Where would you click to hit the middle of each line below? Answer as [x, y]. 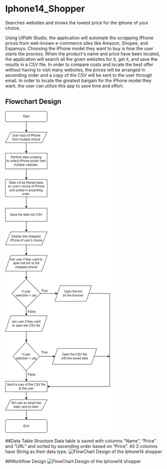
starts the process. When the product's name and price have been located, [83, 54]
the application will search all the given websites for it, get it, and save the [81, 59]
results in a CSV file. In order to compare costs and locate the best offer [79, 64]
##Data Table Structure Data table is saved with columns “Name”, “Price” [81, 441]
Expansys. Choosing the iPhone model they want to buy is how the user [79, 48]
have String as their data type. [36, 451]
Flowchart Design [33, 102]
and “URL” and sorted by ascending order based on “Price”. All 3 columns [81, 446]
